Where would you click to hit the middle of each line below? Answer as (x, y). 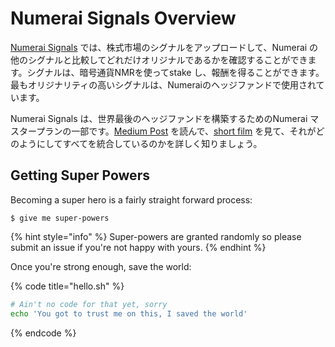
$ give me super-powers (60, 218)
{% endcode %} (43, 333)
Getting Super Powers (80, 175)
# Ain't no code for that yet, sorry (89, 304)
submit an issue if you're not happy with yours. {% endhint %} (138, 247)
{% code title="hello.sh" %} (67, 286)
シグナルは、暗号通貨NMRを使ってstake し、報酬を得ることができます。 (175, 72)
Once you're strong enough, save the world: (101, 266)
